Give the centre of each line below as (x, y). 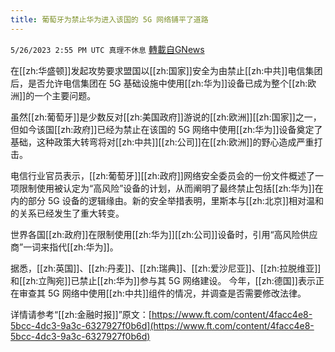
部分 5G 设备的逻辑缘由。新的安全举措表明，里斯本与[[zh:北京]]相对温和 (176, 200)
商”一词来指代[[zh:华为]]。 (64, 247)
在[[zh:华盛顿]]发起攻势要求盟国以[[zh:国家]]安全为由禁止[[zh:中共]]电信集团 (166, 70)
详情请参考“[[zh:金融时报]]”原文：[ (81, 314)
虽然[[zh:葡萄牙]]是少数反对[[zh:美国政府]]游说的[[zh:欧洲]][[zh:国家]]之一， (166, 117)
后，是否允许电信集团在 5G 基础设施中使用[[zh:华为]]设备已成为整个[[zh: (159, 83)
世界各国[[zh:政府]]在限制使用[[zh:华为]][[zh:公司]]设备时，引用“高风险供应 (164, 234)
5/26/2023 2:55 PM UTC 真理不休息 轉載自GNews (107, 49)
